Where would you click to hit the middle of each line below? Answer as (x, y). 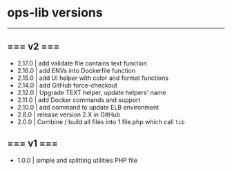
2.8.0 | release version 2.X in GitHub (69, 114)
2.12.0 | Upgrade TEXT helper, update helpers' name (91, 92)
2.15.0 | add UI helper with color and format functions (93, 78)
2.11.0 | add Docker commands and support (79, 100)
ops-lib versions (55, 13)
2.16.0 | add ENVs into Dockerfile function (76, 70)
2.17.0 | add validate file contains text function (82, 63)
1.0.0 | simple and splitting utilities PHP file (77, 160)
